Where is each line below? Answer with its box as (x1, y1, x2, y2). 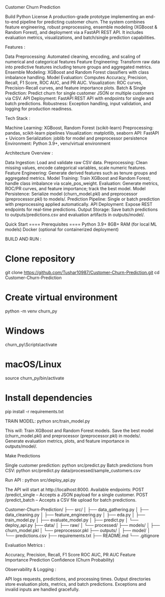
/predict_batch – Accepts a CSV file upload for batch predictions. (5, 497, 137, 503)
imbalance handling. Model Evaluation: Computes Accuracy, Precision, (5, 75, 148, 80)
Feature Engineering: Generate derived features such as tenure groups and (5, 170, 157, 176)
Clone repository (5, 253, 75, 264)
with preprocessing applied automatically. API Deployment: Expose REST (5, 201, 153, 207)
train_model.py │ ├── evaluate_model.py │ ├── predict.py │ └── (5, 517, 139, 523)
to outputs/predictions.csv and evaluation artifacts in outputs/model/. (5, 212, 145, 218)
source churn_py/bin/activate (5, 375, 65, 381)
